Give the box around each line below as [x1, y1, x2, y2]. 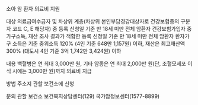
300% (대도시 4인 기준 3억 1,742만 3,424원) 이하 [6, 47, 122, 55]
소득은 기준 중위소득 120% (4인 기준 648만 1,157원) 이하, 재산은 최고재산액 [12, 40, 186, 47]
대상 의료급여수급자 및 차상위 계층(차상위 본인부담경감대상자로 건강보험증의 [6, 18, 180, 25]
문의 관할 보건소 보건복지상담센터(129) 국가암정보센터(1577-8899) [6, 93, 160, 100]
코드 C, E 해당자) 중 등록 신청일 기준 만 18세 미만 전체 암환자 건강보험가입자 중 [12, 26, 192, 32]
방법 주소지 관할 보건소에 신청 [6, 80, 75, 87]
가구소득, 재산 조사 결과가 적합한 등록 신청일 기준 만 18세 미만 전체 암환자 [6, 33, 174, 40]
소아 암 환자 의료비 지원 [6, 5, 60, 12]
